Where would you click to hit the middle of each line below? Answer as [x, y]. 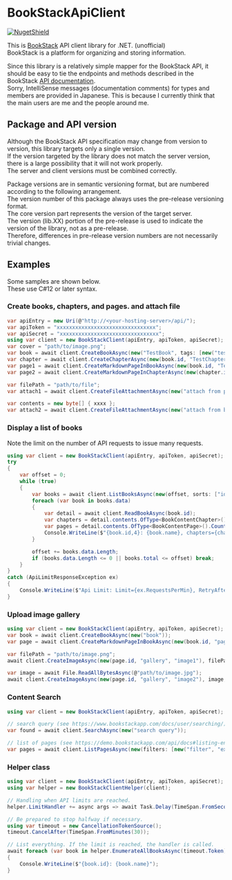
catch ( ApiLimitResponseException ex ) [63, 578]
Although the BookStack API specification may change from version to [107, 141]
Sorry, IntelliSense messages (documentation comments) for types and [108, 88]
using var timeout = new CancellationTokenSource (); [85, 826]
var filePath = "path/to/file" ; [54, 385]
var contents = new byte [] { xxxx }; [61, 404]
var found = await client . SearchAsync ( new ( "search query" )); [97, 731]
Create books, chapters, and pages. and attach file [94, 306]
